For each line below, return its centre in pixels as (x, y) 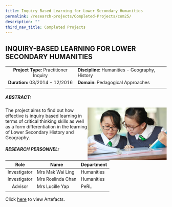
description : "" (23, 22)
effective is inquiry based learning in (44, 116)
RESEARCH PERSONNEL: (33, 149)
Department (94, 164)
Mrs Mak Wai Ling (56, 172)
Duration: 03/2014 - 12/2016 (40, 83)
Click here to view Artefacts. (35, 199)
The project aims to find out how (40, 110)
